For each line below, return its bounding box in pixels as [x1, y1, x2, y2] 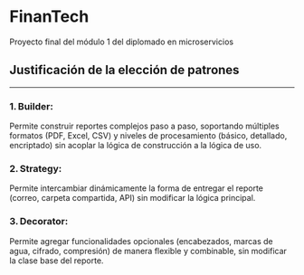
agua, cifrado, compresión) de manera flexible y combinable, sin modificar [9, 245, 288, 256]
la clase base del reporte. [9, 255, 104, 266]
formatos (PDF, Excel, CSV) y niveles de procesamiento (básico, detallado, [9, 130, 288, 141]
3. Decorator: [9, 215, 69, 228]
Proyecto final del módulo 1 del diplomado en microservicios [9, 36, 233, 47]
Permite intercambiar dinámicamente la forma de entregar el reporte [9, 183, 264, 194]
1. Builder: [9, 100, 54, 112]
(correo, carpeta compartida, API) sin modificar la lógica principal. [9, 193, 256, 204]
